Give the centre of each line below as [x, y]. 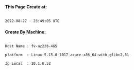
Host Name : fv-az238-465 [31, 46]
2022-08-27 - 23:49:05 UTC [32, 21]
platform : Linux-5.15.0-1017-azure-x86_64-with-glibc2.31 [67, 55]
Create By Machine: [25, 32]
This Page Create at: [26, 7]
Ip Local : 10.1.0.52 [28, 64]
